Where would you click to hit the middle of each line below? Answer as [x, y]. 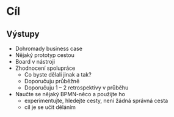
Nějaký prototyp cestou [45, 55]
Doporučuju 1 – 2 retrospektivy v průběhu [76, 88]
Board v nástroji [35, 62]
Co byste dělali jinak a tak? [58, 74]
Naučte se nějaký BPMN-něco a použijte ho [70, 94]
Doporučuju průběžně [52, 81]
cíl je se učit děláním [50, 107]
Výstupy [23, 34]
